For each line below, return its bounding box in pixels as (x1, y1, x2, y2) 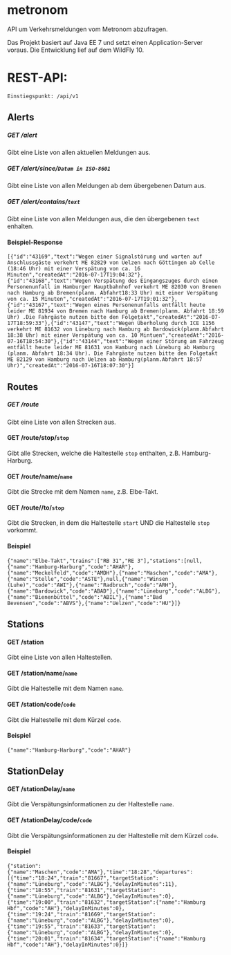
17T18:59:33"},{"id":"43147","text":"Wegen (7, 320, 135, 327)
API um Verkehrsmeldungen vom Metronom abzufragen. (7, 25, 168, 33)
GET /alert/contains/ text (7, 197, 81, 205)
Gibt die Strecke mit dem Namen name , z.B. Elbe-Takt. (7, 488, 158, 496)
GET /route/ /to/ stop (7, 503, 64, 512)
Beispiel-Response (7, 238, 64, 246)
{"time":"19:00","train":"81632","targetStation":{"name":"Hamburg (7, 898, 206, 906)
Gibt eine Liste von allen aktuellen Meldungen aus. (7, 148, 151, 157)
